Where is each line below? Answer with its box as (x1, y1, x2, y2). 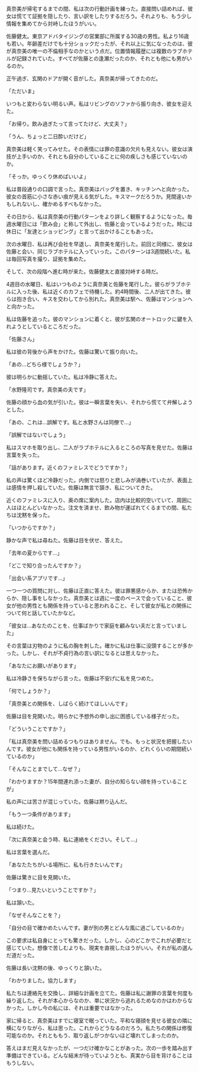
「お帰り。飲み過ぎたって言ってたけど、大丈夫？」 (6, 121, 130, 127)
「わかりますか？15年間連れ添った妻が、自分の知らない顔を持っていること (6, 778, 188, 785)
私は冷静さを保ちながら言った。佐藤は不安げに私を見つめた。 (6, 675, 157, 682)
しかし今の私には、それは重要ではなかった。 (26, 1004, 136, 1011)
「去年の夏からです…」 (6, 549, 63, 556)
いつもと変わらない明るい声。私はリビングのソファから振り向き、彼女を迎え (6, 100, 192, 107)
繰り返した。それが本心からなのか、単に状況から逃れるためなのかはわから (6, 997, 188, 1004)
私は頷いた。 (6, 899, 37, 906)
